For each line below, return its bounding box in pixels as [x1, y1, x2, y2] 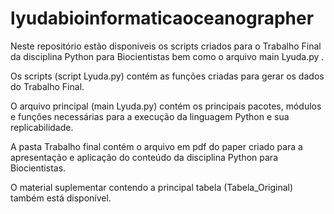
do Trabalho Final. [10, 80, 85, 92]
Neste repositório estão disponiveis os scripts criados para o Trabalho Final [10, 40, 322, 52]
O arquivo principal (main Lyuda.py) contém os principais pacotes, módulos [10, 100, 322, 112]
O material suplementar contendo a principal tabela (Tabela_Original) [10, 181, 294, 193]
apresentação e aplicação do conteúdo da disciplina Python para [10, 151, 279, 163]
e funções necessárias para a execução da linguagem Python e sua [10, 110, 290, 122]
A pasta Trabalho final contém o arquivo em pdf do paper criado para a [10, 140, 303, 152]
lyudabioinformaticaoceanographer [10, 7, 315, 30]
